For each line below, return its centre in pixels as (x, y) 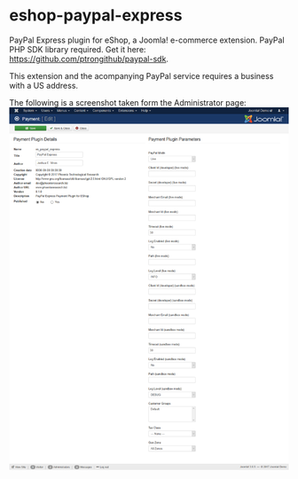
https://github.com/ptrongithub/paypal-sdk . (89, 59)
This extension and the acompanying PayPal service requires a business (141, 75)
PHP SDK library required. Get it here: (78, 49)
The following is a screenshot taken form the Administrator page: (128, 102)
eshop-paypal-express (96, 16)
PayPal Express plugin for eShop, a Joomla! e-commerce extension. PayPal (147, 40)
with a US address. (43, 85)
